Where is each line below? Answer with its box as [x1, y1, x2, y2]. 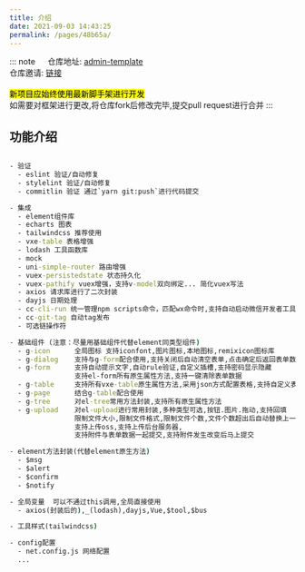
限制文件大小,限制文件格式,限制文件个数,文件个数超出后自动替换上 [74, 414, 290, 423]
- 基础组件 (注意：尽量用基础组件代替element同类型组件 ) [9, 338, 201, 347]
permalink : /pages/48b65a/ [9, 30, 112, 39]
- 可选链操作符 [17, 321, 66, 330]
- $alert [17, 464, 51, 473]
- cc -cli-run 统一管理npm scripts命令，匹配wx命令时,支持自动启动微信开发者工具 [17, 305, 297, 314]
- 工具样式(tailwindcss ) [9, 522, 98, 531]
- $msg [17, 456, 43, 465]
